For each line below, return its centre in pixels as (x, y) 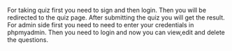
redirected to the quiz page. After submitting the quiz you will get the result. (116, 17)
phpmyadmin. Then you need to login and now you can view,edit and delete (116, 32)
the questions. (28, 40)
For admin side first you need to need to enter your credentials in (101, 25)
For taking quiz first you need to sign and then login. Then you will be (107, 10)
